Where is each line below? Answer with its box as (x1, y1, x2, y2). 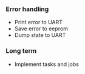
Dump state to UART (14, 32, 66, 39)
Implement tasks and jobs (14, 60, 80, 68)
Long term (5, 47, 37, 55)
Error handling (5, 5, 49, 13)
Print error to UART (14, 19, 63, 26)
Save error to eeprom (14, 25, 68, 32)
